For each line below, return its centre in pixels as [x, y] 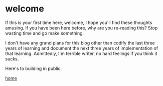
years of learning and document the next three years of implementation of [82, 48]
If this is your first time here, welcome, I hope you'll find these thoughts [79, 22]
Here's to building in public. [34, 68]
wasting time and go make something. [45, 33]
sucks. [12, 58]
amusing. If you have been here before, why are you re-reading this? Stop [81, 27]
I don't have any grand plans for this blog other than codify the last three [80, 42]
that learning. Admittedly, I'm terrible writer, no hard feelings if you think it [81, 53]
